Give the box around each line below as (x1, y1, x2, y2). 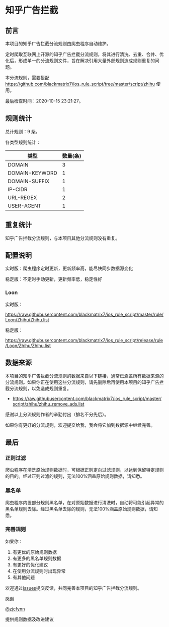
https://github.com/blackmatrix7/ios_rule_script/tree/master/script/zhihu (5, 81, 155, 87)
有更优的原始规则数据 (12, 549, 57, 555)
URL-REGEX (8, 194, 37, 201)
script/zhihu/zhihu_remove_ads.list (12, 401, 84, 407)
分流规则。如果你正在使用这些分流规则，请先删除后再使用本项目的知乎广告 (5, 379, 159, 385)
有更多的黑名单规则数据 (12, 555, 61, 561)
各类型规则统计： (5, 139, 41, 145)
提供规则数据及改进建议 (5, 616, 54, 622)
